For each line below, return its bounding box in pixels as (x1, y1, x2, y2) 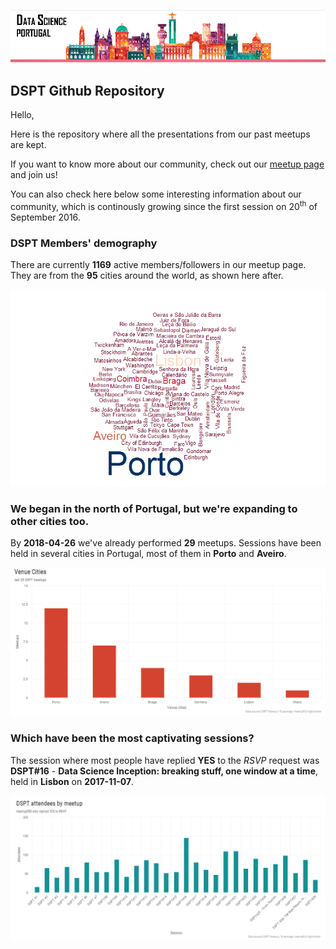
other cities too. (10, 514, 90, 528)
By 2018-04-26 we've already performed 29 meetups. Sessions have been (10, 537, 322, 549)
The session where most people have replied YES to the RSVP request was (10, 754, 320, 766)
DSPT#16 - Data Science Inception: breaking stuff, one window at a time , (10, 765, 319, 777)
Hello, (10, 108, 35, 120)
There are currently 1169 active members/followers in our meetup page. (10, 258, 307, 270)
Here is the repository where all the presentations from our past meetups (10, 128, 311, 140)
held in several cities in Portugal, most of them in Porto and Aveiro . (10, 548, 287, 560)
